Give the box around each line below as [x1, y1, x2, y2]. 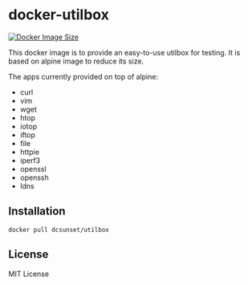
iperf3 [19, 155, 41, 165]
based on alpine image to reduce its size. [8, 56, 144, 66]
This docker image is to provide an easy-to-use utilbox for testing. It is [8, 47, 241, 57]
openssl [19, 164, 47, 173]
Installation [8, 205, 66, 218]
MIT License [8, 269, 50, 279]
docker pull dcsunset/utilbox [8, 226, 110, 234]
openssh [19, 173, 50, 182]
